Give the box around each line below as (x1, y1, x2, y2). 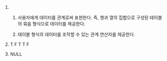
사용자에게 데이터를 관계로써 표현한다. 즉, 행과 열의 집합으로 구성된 (17, 14, 149, 20)
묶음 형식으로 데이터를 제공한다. (23, 21, 86, 26)
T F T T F (10, 41, 29, 47)
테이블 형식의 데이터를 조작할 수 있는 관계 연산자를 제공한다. (17, 31, 136, 37)
